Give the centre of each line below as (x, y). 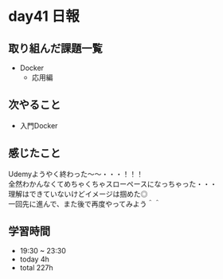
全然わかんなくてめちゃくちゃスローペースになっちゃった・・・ (113, 183)
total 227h (36, 268)
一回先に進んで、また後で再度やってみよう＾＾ (85, 203)
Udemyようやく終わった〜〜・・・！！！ (76, 174)
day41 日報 (44, 16)
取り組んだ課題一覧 (55, 48)
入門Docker (39, 125)
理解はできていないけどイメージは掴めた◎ (78, 194)
